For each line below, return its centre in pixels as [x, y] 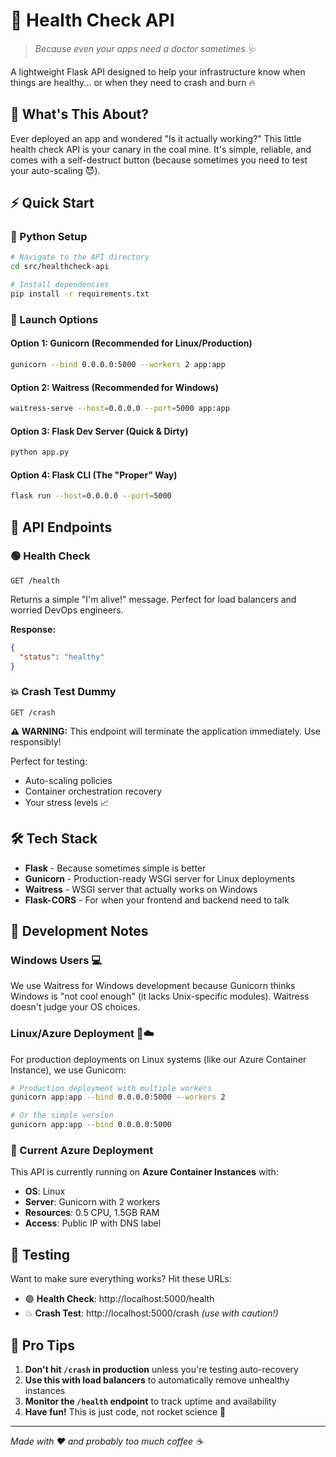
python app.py [40, 452]
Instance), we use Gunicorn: [68, 1070]
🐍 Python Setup [49, 237]
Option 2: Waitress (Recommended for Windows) [114, 387]
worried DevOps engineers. [67, 610]
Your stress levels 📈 [67, 802]
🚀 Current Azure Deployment [82, 1150]
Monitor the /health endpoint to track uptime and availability [150, 1401]
